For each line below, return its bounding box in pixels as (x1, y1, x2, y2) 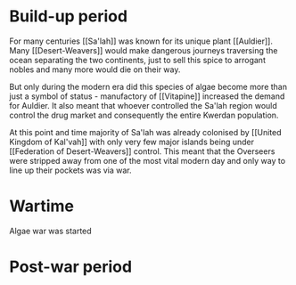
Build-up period (9, 6, 127, 27)
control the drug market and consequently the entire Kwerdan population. (9, 110, 279, 120)
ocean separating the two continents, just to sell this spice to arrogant (9, 54, 266, 65)
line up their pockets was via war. (9, 165, 132, 175)
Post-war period (9, 256, 132, 277)
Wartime (9, 196, 74, 216)
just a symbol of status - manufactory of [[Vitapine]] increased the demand (9, 91, 285, 102)
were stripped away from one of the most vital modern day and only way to (9, 155, 286, 166)
